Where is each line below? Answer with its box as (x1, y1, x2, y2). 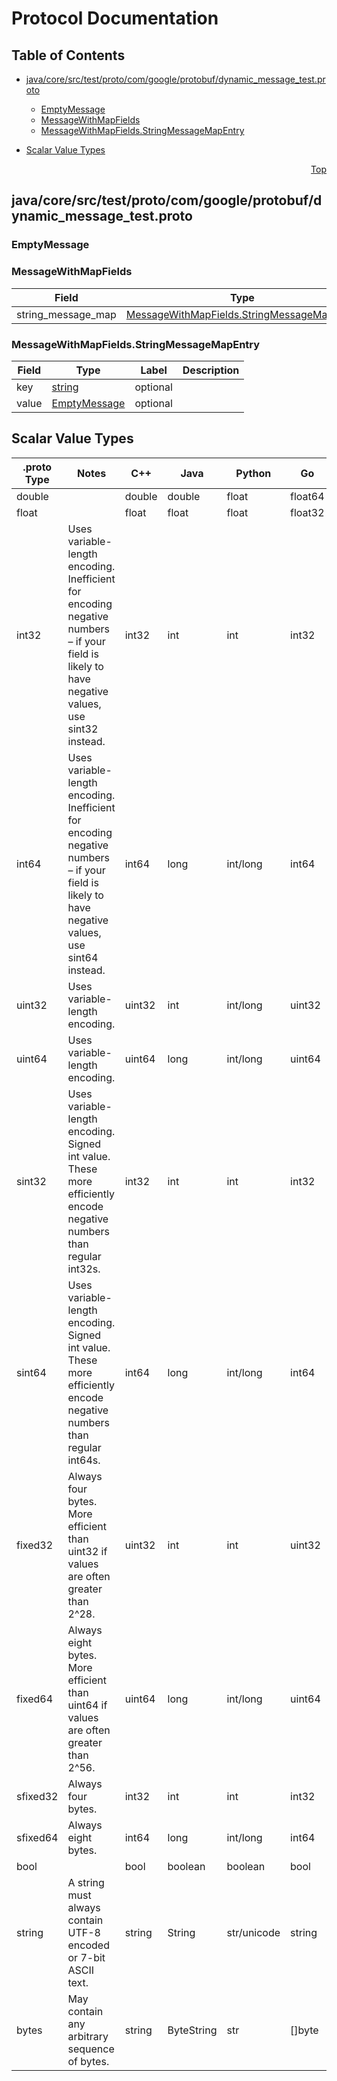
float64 (290, 489, 325, 503)
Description (182, 363, 240, 377)
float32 (290, 505, 325, 519)
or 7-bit (67, 1950, 106, 1964)
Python (235, 466, 272, 480)
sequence (67, 2042, 115, 2056)
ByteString (167, 2023, 218, 2037)
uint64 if (67, 1698, 108, 1712)
